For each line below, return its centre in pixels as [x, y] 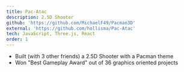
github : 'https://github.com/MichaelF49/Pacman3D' [71, 23]
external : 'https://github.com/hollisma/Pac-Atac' [71, 28]
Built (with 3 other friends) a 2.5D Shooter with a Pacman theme [94, 56]
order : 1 [17, 39]
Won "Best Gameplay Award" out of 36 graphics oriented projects [97, 62]
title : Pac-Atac [26, 12]
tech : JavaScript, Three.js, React [51, 34]
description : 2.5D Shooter [40, 17]
